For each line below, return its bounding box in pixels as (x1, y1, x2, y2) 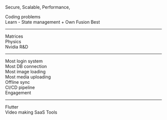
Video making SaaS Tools (5, 109, 58, 115)
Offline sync (5, 79, 30, 85)
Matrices (5, 33, 23, 39)
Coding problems (5, 14, 41, 19)
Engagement (5, 90, 31, 96)
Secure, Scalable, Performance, (5, 4, 71, 10)
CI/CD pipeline (5, 84, 35, 90)
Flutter (5, 104, 19, 110)
